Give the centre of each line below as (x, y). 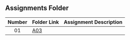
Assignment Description (93, 22)
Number (17, 22)
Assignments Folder (37, 8)
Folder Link (46, 22)
